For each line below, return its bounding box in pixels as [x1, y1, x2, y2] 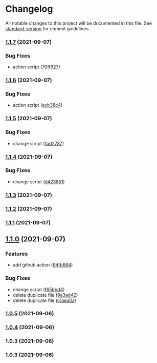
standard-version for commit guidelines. [5, 25, 90, 31]
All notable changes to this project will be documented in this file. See [5, 20, 152, 26]
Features [5, 250, 28, 257]
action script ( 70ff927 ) [12, 64, 60, 70]
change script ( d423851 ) [12, 178, 65, 185]
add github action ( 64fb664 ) [12, 262, 73, 268]
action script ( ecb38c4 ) [12, 102, 63, 108]
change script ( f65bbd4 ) [12, 286, 65, 293]
